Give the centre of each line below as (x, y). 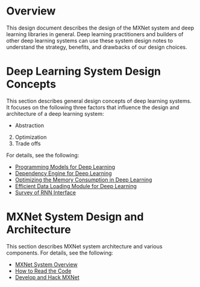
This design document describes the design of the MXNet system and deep (100, 28)
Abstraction (29, 125)
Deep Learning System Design (84, 71)
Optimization (31, 137)
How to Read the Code (43, 271)
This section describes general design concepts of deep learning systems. (99, 101)
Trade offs (28, 143)
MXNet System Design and (75, 217)
